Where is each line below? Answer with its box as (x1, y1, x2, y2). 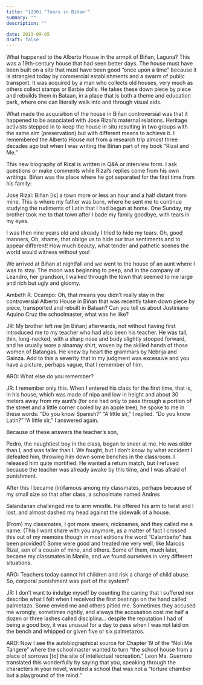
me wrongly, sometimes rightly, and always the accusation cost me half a (6, 609, 188, 616)
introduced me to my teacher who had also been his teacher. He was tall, (6, 329, 188, 336)
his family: (6, 180, 32, 187)
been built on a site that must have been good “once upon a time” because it (6, 66, 197, 73)
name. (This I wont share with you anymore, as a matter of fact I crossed (6, 527, 187, 534)
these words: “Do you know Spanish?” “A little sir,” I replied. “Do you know (6, 410, 191, 418)
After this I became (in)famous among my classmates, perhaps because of (6, 484, 192, 492)
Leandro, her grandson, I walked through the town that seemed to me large (6, 273, 193, 281)
